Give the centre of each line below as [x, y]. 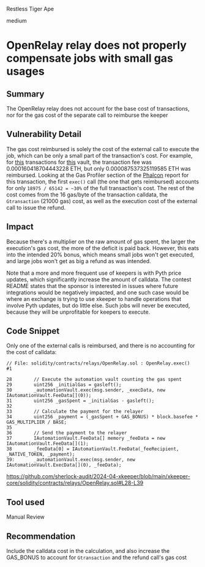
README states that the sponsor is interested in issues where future [92, 286]
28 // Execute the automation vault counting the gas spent [94, 380]
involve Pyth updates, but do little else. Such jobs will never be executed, [98, 305]
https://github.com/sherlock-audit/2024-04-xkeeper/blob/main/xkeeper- [99, 476]
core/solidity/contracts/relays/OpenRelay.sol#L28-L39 [75, 483]
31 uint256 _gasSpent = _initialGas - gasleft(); [80, 401]
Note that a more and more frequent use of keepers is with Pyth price [94, 273]
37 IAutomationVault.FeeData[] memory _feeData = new [86, 439]
